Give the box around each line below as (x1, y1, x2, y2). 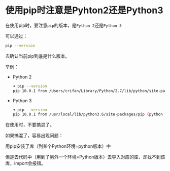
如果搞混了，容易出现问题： (5, 133, 63, 139)
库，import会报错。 (5, 160, 46, 166)
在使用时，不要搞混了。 (5, 122, 54, 128)
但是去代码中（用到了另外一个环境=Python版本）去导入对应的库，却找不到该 (5, 154, 165, 160)
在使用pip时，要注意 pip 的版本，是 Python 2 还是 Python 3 (5, 22, 122, 28)
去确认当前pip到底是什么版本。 (5, 53, 70, 59)
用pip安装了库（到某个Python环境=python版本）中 (5, 143, 111, 149)
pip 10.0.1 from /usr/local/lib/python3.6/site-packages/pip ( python (12, 112, 163, 117)
